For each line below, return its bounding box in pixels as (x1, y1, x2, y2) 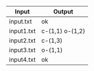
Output (53, 8, 73, 15)
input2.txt (9, 36, 36, 45)
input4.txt (9, 56, 36, 63)
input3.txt (9, 46, 36, 54)
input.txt (9, 18, 32, 25)
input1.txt (9, 27, 36, 35)
